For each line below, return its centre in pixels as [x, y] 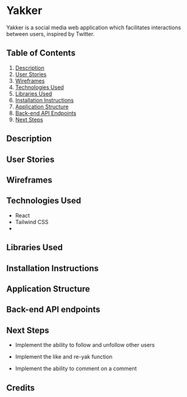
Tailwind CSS [32, 222]
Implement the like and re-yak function [64, 357]
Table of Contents [41, 53]
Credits [21, 388]
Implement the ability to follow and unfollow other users [85, 345]
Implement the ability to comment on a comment [76, 368]
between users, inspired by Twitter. [51, 33]
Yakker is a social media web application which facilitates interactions [94, 27]
